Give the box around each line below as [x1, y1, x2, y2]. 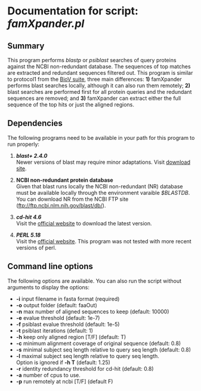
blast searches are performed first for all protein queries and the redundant [7, 88, 192, 95]
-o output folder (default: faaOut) [16, 301, 98, 308]
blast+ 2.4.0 [16, 152, 48, 159]
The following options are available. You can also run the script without [7, 277, 182, 285]
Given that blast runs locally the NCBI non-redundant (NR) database [16, 182, 183, 190]
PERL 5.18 [16, 231, 41, 239]
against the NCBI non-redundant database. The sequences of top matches [7, 63, 191, 70]
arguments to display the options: [7, 283, 89, 291]
